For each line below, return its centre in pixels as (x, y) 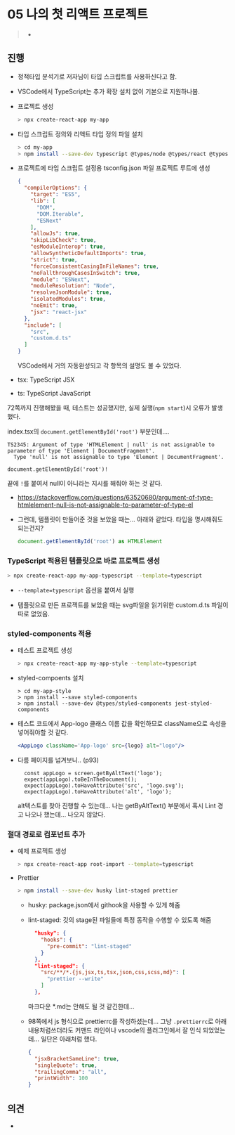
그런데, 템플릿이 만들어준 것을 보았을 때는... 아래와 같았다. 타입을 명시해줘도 (120, 519)
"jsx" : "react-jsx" (59, 312)
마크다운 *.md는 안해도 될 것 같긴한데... (81, 1006)
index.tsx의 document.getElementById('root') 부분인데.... (88, 432)
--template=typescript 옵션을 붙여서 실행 (76, 590)
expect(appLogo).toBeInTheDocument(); (81, 780)
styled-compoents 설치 (51, 678)
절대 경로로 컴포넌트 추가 (46, 835)
